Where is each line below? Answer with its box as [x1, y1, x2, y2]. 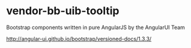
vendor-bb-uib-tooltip [6, 4, 120, 18]
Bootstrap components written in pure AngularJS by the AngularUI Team [6, 24, 185, 31]
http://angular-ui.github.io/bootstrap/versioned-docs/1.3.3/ [6, 35, 152, 42]
